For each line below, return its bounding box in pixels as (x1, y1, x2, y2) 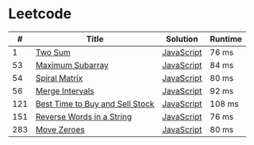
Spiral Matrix (35, 72, 83, 83)
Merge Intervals (35, 85, 94, 96)
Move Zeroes (35, 124, 85, 135)
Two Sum (35, 47, 71, 58)
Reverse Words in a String (35, 111, 133, 122)
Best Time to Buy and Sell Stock (35, 98, 155, 109)
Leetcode (8, 5, 72, 23)
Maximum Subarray (35, 59, 109, 71)
